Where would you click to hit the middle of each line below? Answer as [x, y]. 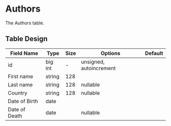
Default [154, 53]
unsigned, [93, 61]
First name [21, 76]
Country [18, 93]
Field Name [24, 53]
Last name [20, 84]
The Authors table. [25, 23]
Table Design [26, 39]
